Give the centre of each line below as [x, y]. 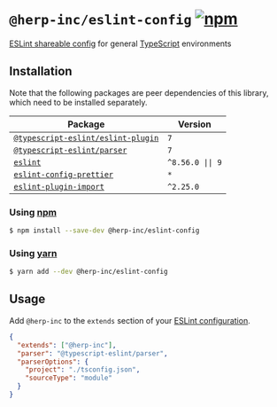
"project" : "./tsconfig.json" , [83, 370]
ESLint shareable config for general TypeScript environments [120, 43]
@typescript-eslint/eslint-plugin [86, 138]
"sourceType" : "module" [69, 378]
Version [195, 124]
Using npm [33, 212]
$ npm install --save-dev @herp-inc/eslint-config [104, 231]
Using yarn [33, 253]
